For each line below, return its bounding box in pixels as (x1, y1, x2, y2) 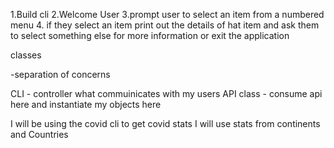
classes (10, 49, 42, 61)
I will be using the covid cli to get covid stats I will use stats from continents (10, 118, 321, 129)
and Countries (10, 129, 69, 140)
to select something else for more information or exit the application (10, 30, 290, 41)
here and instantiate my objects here (10, 99, 162, 110)
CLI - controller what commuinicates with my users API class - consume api (10, 88, 323, 99)
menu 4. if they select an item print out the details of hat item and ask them (10, 19, 320, 31)
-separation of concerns (10, 69, 111, 80)
